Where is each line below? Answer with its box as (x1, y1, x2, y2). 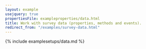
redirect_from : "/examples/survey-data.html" (5, 25, 100, 30)
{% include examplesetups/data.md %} (5, 38, 85, 44)
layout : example (5, 7, 38, 12)
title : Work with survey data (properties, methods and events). (5, 20, 142, 26)
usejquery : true (5, 12, 38, 16)
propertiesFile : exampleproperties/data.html (5, 16, 100, 21)
